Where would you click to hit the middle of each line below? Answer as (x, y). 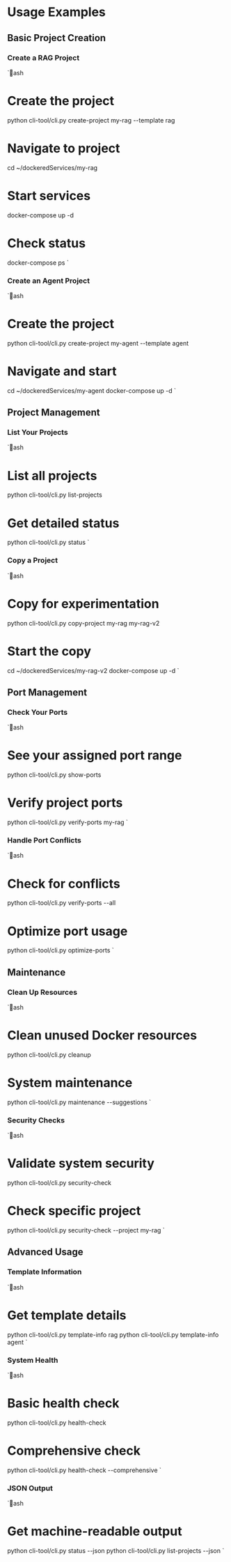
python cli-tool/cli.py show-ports (54, 775)
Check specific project (74, 1211)
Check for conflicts (64, 884)
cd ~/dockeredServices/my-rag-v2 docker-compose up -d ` (93, 670)
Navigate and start (62, 372)
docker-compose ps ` (38, 263)
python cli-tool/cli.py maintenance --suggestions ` (79, 1102)
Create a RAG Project (43, 58)
